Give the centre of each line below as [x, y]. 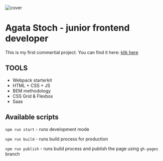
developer [27, 39]
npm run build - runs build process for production [57, 139]
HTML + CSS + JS [31, 85]
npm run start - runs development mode [47, 129]
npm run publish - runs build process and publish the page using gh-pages [82, 148]
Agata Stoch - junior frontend [67, 28]
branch [13, 154]
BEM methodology [32, 90]
